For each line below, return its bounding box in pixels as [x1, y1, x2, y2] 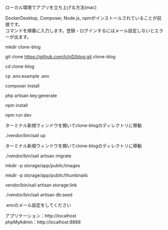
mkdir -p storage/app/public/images [5, 163, 80, 168]
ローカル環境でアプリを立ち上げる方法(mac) [5, 5, 97, 10]
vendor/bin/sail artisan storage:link [5, 182, 77, 188]
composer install [5, 83, 40, 89]
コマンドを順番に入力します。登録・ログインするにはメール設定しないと [5, 28, 155, 34]
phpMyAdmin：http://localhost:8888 [5, 219, 81, 225]
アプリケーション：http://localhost [5, 213, 76, 218]
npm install [5, 102, 28, 108]
